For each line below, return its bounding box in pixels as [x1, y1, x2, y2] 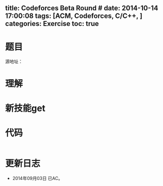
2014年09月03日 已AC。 [12, 175, 63, 181]
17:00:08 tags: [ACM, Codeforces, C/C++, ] [5, 12, 143, 20]
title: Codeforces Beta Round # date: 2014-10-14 [5, 4, 159, 12]
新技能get [5, 102, 46, 114]
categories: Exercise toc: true [5, 19, 99, 28]
